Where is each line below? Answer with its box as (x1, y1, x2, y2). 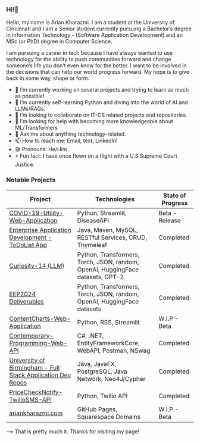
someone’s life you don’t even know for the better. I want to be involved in (6, 62, 187, 69)
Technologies (95, 195, 135, 203)
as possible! (14, 92, 45, 100)
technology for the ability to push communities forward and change (6, 56, 171, 63)
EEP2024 (9, 290, 36, 298)
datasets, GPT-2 (77, 273, 124, 281)
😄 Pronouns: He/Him (14, 146, 67, 153)
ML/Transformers (14, 124, 58, 132)
